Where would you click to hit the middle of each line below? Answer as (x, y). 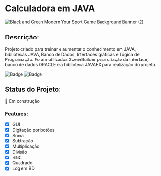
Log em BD (23, 168)
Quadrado (22, 163)
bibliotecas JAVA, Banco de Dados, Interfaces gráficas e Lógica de (72, 54)
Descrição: (22, 37)
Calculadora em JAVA (50, 9)
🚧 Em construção (22, 101)
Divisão (20, 152)
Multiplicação (26, 146)
